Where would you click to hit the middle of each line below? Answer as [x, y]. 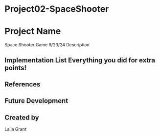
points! [16, 68]
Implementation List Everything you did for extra [80, 60]
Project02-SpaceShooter [57, 9]
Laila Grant [15, 129]
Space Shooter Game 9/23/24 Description [47, 45]
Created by [22, 117]
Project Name [33, 31]
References [23, 84]
